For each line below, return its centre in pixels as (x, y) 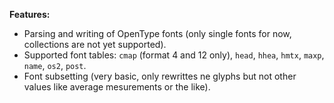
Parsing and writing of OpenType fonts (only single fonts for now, (157, 33)
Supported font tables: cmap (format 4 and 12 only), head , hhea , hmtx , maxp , (174, 55)
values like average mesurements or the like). (117, 87)
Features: (30, 14)
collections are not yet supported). (95, 44)
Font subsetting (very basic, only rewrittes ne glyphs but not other (160, 76)
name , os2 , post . (55, 65)
